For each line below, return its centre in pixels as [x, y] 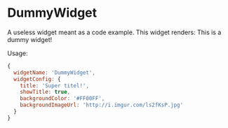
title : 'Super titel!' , [55, 85]
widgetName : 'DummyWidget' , [55, 72]
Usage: [18, 53]
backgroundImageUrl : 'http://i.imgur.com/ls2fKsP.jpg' [102, 105]
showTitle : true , [45, 92]
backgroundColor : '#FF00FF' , [62, 99]
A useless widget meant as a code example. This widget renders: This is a [114, 32]
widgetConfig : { [37, 79]
